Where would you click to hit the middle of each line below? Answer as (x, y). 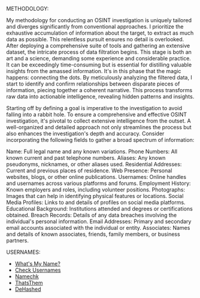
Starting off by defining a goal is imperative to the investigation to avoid (94, 108)
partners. (17, 241)
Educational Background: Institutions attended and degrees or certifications (99, 209)
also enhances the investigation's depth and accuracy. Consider (85, 133)
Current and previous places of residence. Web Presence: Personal (89, 171)
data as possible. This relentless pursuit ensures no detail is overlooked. (95, 39)
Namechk (27, 276)
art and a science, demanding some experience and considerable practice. (99, 58)
